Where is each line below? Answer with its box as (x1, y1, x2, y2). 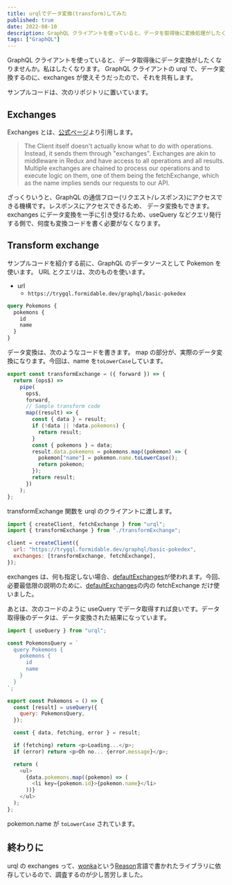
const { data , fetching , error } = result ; (13, 729, 141, 736)
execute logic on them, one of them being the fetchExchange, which (24, 171, 220, 179)
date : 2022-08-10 (7, 23, 57, 30)
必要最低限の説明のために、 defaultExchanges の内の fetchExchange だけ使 (7, 581, 220, 589)
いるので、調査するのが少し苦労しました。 (25, 870, 147, 879)
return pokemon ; (37, 461, 85, 468)
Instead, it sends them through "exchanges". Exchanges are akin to (24, 149, 216, 157)
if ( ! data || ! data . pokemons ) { (32, 422, 126, 429)
